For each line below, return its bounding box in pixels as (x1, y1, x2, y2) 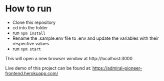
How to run (5, 3, 52, 14)
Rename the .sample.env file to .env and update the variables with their (12, 35, 159, 41)
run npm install (12, 30, 46, 36)
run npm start (12, 46, 41, 52)
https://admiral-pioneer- (92, 65, 142, 71)
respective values (12, 40, 49, 46)
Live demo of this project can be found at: (5, 65, 91, 71)
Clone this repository (12, 19, 56, 25)
